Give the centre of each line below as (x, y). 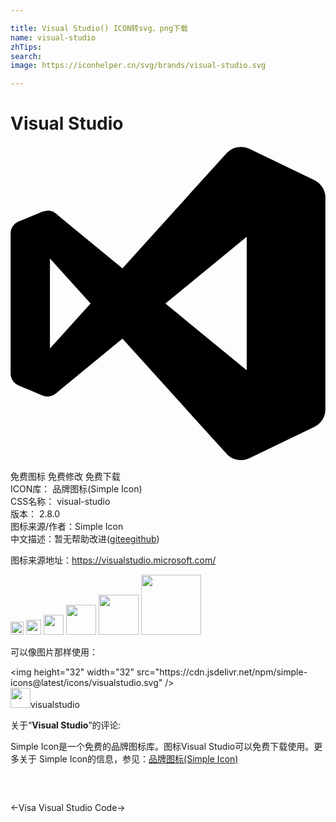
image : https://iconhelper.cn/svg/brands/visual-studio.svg (138, 66)
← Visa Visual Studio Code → (68, 808)
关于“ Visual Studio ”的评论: (66, 725)
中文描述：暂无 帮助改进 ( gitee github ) (85, 539)
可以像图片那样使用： (54, 652)
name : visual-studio (53, 37)
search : (26, 56)
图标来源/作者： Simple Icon (67, 527)
